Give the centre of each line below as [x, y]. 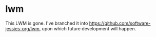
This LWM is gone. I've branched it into [47, 23]
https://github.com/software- [120, 23]
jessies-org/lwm [22, 28]
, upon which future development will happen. [88, 28]
